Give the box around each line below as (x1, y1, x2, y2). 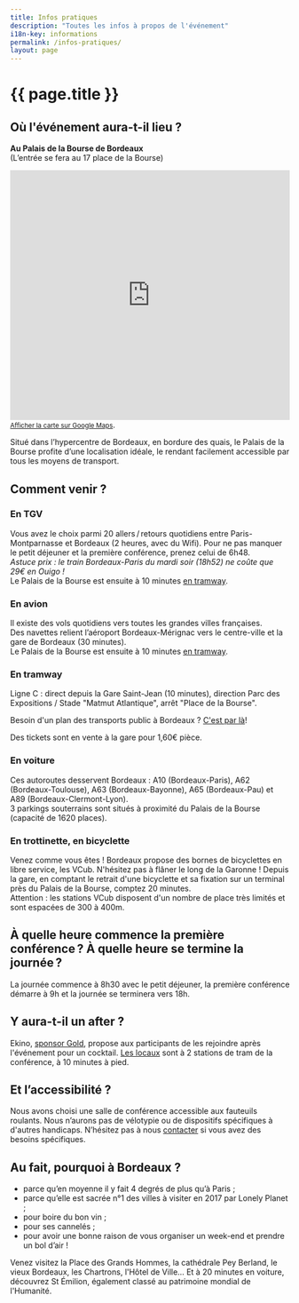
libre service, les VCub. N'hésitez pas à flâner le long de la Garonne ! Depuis (10, 864, 289, 875)
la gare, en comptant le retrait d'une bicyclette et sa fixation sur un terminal (10, 874, 285, 884)
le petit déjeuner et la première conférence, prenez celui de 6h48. (10, 547, 251, 558)
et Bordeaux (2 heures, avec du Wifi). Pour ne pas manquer (64, 537, 283, 548)
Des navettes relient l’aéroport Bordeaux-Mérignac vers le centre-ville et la (10, 627, 283, 638)
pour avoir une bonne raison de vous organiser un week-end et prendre (22, 1231, 285, 1242)
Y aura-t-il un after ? (10, 1014, 125, 1029)
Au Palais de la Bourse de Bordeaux (10, 143, 144, 154)
